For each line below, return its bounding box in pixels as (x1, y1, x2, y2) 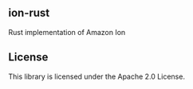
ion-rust (8, 6, 50, 20)
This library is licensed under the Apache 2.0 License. (8, 72, 186, 81)
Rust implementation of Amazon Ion (8, 27, 126, 37)
